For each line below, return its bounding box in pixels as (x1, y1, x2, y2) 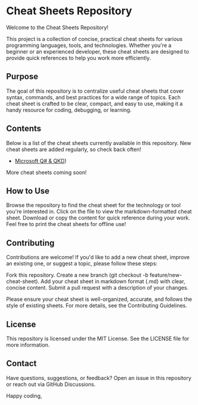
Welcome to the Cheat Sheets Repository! (6, 24, 109, 31)
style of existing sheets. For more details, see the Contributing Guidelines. (6, 302, 187, 309)
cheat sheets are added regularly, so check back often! (6, 146, 142, 153)
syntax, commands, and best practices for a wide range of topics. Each (6, 93, 181, 101)
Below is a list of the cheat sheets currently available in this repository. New (6, 139, 191, 146)
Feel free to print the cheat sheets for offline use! (6, 221, 127, 228)
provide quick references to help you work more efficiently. (6, 54, 151, 61)
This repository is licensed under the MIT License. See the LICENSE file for (6, 335, 190, 342)
